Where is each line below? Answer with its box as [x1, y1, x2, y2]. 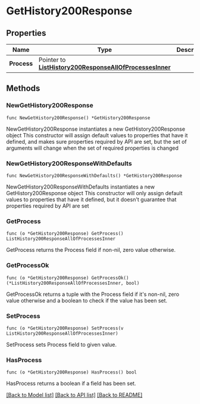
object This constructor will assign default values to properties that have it [6, 131, 188, 138]
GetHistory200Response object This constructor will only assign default [6, 189, 183, 196]
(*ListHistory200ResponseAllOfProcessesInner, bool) [6, 280, 140, 286]
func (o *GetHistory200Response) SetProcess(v [6, 325, 124, 331]
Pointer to [38, 55, 66, 64]
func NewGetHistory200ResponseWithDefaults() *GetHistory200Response [6, 172, 183, 178]
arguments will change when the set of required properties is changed [6, 144, 179, 152]
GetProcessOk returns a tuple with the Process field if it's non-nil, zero [6, 291, 180, 298]
